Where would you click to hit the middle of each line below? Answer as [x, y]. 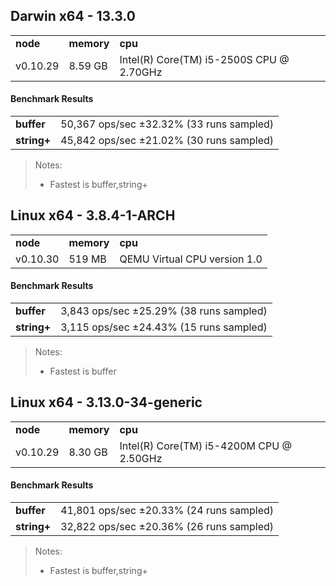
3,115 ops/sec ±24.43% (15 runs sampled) [164, 327]
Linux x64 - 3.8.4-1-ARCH [93, 215]
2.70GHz [141, 72]
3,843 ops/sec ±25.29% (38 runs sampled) [164, 311]
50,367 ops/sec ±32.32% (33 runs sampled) [167, 124]
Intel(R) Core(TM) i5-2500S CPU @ [204, 59]
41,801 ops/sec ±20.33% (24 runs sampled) [167, 511]
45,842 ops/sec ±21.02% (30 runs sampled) [167, 141]
